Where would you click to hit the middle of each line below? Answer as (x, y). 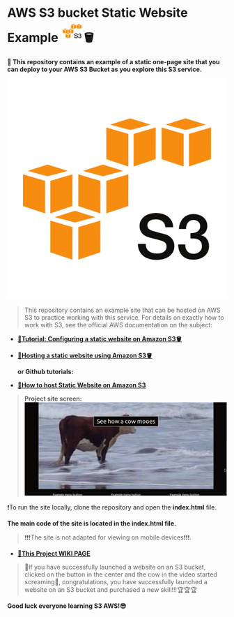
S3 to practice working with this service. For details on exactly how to (124, 317)
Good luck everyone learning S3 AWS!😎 (67, 606)
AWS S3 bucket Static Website (97, 13)
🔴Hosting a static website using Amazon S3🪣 (85, 355)
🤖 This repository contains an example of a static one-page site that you (114, 61)
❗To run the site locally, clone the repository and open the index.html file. (112, 507)
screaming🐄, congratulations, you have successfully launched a (116, 582)
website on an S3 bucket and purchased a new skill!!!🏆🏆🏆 (111, 590)
